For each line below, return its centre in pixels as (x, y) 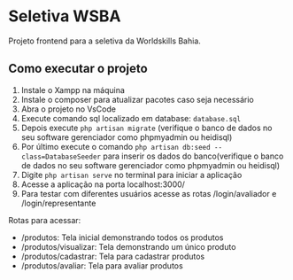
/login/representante (58, 203)
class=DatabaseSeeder (61, 157)
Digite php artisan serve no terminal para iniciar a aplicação (131, 175)
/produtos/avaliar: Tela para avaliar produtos (102, 265)
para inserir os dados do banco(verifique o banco (193, 156)
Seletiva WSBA (65, 16)
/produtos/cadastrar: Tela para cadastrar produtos (113, 256)
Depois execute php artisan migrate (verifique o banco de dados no (146, 128)
